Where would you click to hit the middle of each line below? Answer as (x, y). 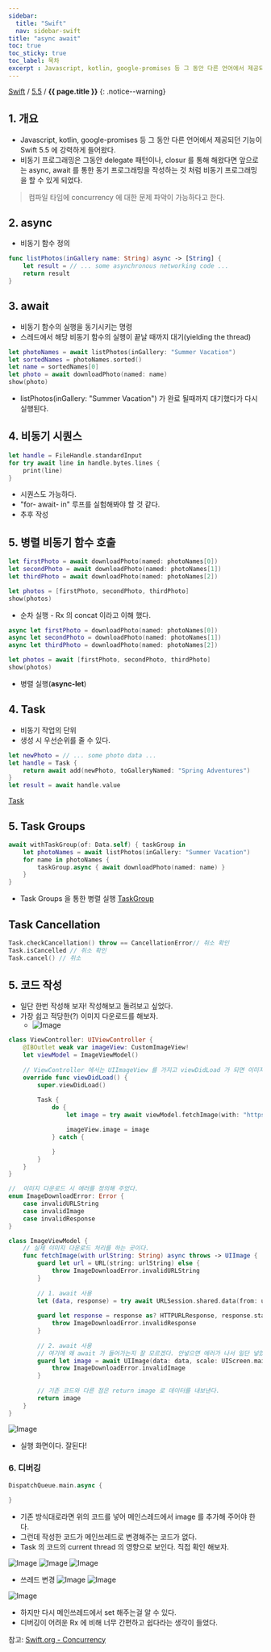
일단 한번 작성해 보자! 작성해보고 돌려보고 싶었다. (96, 1006)
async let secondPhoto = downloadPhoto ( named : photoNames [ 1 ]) (115, 638)
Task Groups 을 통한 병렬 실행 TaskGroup (87, 899)
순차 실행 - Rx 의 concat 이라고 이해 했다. (85, 615)
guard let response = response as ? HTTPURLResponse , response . (146, 1316)
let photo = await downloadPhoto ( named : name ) (88, 375)
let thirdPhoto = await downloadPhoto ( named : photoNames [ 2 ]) (113, 576)
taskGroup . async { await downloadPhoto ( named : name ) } (131, 867)
